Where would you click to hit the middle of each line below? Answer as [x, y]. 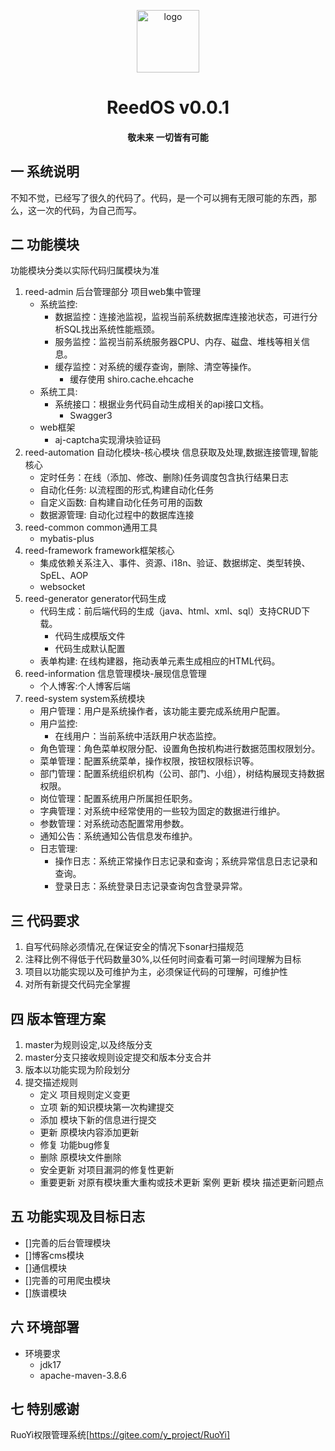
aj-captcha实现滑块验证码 [108, 440]
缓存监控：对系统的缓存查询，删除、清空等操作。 [155, 367]
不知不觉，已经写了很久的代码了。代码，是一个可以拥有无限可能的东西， [159, 197]
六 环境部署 [45, 1327]
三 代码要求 [45, 920]
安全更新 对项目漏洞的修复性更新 [107, 1170]
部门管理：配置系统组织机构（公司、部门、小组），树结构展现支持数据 [182, 774]
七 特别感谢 [45, 1409]
